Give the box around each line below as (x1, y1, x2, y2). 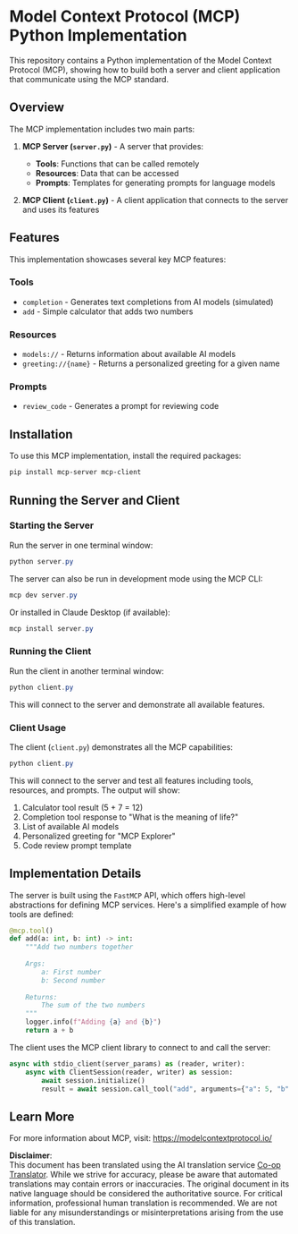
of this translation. (9, 1217, 76, 1228)
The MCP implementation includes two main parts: (9, 123, 195, 134)
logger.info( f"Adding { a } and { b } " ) (25, 1017, 162, 1026)
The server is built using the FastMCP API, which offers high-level (9, 889, 246, 900)
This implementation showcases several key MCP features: (9, 253, 227, 265)
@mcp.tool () (9, 926, 54, 935)
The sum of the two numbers (41, 1000, 145, 1010)
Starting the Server (9, 519, 95, 532)
